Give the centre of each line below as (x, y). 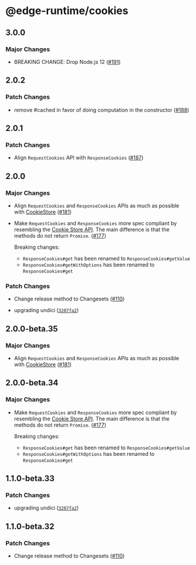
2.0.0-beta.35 (32, 329)
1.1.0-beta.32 (30, 526)
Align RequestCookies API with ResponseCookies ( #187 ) (79, 158)
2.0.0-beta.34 (32, 383)
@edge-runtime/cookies (67, 11)
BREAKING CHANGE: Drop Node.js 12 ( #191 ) (67, 62)
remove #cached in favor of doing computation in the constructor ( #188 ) (102, 110)
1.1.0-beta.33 (30, 478)
